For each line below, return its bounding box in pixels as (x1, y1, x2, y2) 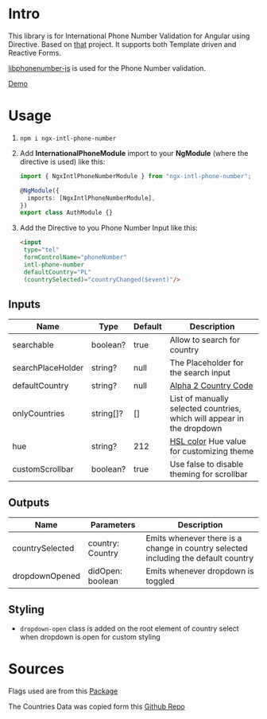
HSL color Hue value (169, 436, 246, 447)
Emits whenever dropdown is (145, 565, 254, 577)
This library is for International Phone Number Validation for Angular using (8, 31, 250, 41)
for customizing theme (169, 446, 254, 457)
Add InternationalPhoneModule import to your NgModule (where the (19, 148, 249, 157)
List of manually (169, 393, 229, 404)
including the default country (145, 553, 254, 564)
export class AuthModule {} (19, 208, 113, 217)
